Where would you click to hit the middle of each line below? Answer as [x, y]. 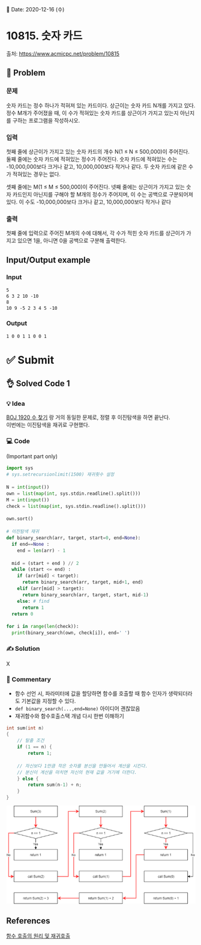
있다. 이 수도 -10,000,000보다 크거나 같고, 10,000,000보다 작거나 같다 [89, 202]
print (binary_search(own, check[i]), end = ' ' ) [71, 633]
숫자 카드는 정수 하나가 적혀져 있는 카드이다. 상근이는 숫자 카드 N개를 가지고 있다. [101, 105]
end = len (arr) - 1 [41, 551]
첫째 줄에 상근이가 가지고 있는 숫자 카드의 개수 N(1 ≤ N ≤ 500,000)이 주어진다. [98, 151]
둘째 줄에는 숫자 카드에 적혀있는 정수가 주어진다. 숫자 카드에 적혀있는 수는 [92, 159]
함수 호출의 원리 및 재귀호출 [38, 935]
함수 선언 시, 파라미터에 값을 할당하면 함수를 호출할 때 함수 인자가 [91, 693]
